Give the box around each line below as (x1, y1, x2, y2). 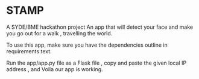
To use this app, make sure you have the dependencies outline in (6, 41, 168, 48)
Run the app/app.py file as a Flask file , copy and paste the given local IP (6, 59, 187, 66)
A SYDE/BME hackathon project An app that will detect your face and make (6, 23, 194, 31)
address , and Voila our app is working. (6, 65, 104, 72)
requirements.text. (6, 47, 52, 54)
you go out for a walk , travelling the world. (6, 29, 113, 37)
